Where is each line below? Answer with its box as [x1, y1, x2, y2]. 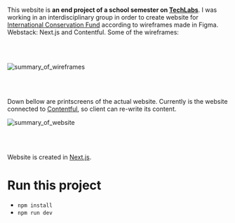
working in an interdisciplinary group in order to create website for [7, 13, 199, 21]
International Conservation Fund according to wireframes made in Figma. [7, 20, 219, 29]
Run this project [7, 177, 102, 194]
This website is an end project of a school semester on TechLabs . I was [7, 6, 217, 14]
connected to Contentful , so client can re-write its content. [7, 104, 177, 113]
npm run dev [17, 209, 53, 216]
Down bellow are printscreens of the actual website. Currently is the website [7, 97, 228, 105]
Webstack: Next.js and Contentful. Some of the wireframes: [7, 28, 179, 36]
